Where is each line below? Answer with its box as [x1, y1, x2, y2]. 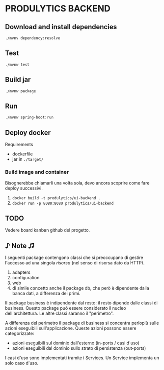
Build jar [5, 75, 31, 84]
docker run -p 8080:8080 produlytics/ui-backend [12, 201, 114, 206]
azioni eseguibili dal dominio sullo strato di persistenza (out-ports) [12, 345, 146, 351]
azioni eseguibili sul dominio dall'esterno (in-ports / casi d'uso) [12, 340, 140, 346]
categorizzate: [5, 331, 34, 336]
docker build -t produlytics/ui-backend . [12, 195, 101, 200]
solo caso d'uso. [5, 360, 39, 366]
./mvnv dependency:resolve [5, 36, 60, 40]
